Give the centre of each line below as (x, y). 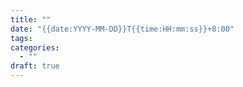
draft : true (35, 66)
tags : (21, 38)
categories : (35, 47)
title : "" (31, 19)
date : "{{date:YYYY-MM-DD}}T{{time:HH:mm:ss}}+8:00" (122, 29)
